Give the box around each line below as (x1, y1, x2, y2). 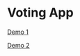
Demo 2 (7, 41, 30, 49)
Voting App (7, 5, 74, 21)
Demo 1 (7, 28, 29, 36)
